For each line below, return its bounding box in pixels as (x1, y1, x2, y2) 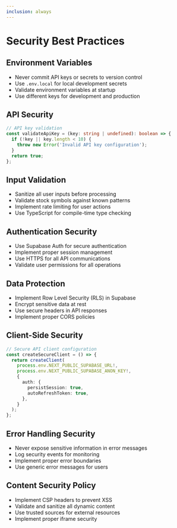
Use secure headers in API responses (14, 307, 108, 314)
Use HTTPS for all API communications (14, 255, 111, 262)
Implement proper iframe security (14, 515, 97, 522)
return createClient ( (11, 357, 65, 363)
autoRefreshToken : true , (27, 390, 89, 396)
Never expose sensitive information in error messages (14, 444, 147, 451)
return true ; (11, 152, 44, 159)
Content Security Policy (6, 481, 96, 491)
